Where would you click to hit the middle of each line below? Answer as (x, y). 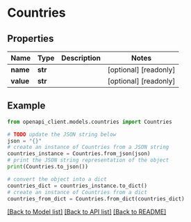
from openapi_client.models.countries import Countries (90, 122)
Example (26, 106)
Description (81, 58)
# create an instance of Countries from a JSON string (88, 148)
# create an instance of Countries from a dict (77, 192)
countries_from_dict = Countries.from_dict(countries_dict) (96, 199)
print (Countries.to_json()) (48, 167)
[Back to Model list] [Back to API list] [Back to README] (87, 212)
